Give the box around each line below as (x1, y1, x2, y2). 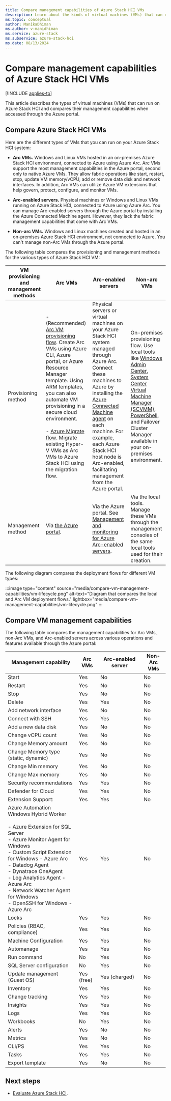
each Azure (92, 440, 120, 447)
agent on (92, 415, 113, 422)
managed (92, 345, 115, 352)
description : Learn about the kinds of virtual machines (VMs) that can (5, 12, 163, 17)
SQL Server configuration (8, 962, 69, 969)
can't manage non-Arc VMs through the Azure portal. (12, 239, 125, 245)
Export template (8, 1059, 46, 1066)
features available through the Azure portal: (5, 640, 97, 646)
